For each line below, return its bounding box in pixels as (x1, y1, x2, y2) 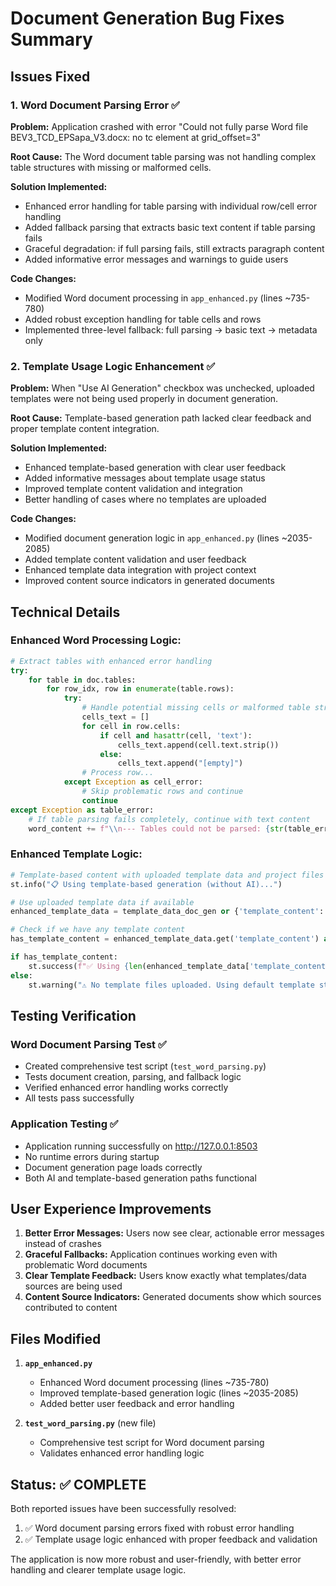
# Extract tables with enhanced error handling (10, 656, 213, 666)
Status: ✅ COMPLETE (10, 1476, 147, 1493)
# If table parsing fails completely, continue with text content (28, 814, 311, 824)
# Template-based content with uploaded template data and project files (10, 870, 325, 880)
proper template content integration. (10, 423, 160, 435)
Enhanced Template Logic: (10, 847, 143, 861)
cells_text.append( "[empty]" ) (117, 758, 244, 769)
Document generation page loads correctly (24, 1161, 203, 1173)
